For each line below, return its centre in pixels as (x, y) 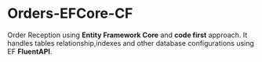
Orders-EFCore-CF (70, 14)
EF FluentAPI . (30, 51)
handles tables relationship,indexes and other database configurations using (131, 43)
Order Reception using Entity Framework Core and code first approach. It (127, 35)
